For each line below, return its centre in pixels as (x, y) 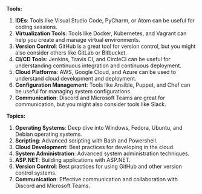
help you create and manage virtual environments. (78, 40)
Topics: (16, 116)
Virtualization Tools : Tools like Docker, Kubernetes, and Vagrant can (101, 33)
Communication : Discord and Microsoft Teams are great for (90, 98)
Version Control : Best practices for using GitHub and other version (99, 166)
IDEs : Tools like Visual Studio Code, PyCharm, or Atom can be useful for (105, 20)
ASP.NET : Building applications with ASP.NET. (73, 160)
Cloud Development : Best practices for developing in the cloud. (95, 147)
